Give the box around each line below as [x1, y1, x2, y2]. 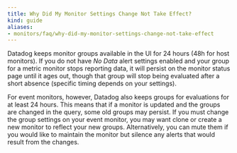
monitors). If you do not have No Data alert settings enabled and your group [7, 57, 229, 66]
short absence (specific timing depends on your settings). [7, 79, 177, 88]
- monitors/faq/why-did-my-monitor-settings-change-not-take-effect [7, 30, 214, 37]
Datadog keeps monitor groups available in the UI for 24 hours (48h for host [7, 49, 230, 58]
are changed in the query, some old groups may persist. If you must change [7, 108, 229, 116]
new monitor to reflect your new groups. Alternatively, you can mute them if [7, 123, 228, 131]
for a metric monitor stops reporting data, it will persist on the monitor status [7, 64, 231, 73]
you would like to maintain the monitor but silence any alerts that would [7, 130, 215, 139]
